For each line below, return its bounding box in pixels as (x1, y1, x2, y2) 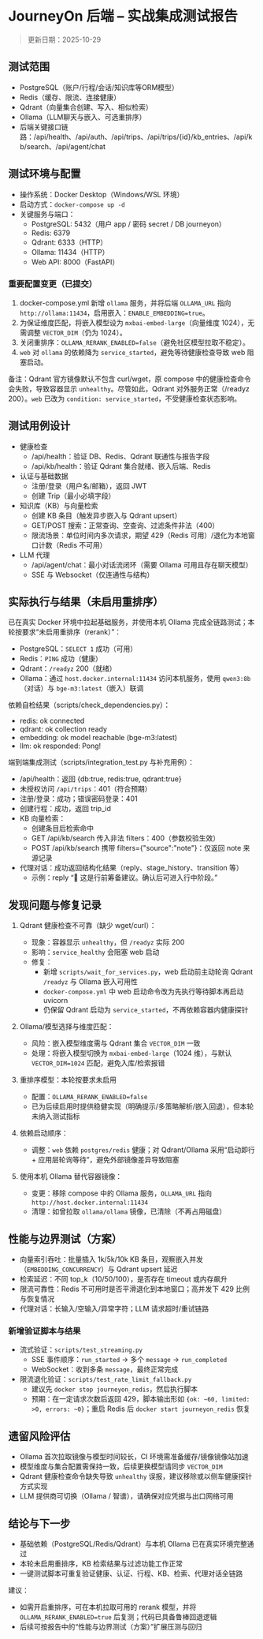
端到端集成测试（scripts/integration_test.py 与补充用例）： (8, 758, 195, 767)
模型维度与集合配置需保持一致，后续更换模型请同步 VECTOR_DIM (19, 1461, 223, 1472)
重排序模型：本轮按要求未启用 (19, 1075, 117, 1085)
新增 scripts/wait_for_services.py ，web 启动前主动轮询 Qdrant (43, 967, 254, 977)
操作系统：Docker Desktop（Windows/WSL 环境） (19, 189, 184, 199)
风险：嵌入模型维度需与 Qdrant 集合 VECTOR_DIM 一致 (31, 1038, 201, 1048)
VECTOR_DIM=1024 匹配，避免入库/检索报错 (31, 1058, 165, 1068)
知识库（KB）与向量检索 (19, 500, 98, 510)
